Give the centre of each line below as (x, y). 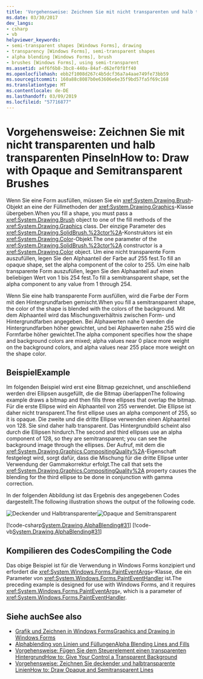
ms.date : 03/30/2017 (32, 18)
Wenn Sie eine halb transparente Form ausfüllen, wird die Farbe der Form (98, 296)
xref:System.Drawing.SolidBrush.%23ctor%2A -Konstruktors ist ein (89, 232)
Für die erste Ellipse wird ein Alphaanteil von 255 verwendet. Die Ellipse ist (99, 406)
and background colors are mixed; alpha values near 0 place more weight (98, 340)
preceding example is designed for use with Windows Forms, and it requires (101, 585)
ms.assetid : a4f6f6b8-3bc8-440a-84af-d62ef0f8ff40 (71, 68)
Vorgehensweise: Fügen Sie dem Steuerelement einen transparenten (101, 651)
